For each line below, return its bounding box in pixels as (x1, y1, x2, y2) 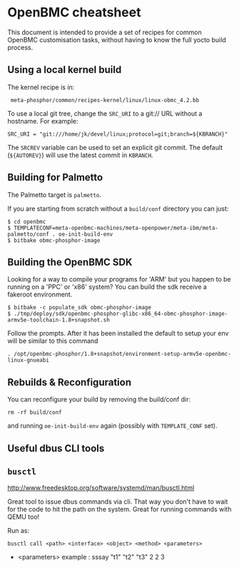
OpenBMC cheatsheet (7, 4, 141, 21)
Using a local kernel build (7, 64, 122, 76)
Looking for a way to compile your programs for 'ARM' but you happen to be (7, 275, 231, 284)
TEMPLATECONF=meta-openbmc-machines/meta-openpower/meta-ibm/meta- (14, 224, 219, 231)
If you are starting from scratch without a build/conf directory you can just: (7, 204, 229, 213)
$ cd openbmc (7, 218, 46, 225)
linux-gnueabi (7, 357, 50, 364)
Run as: (7, 527, 30, 535)
